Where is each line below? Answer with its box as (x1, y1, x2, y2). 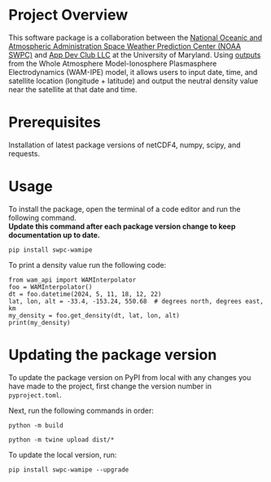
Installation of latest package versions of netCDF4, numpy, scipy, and (8, 140, 242, 150)
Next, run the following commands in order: (8, 405, 155, 415)
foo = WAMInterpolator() (8, 283, 93, 291)
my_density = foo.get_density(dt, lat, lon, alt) (8, 311, 181, 319)
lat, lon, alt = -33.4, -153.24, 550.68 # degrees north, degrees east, (8, 297, 264, 305)
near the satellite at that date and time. (8, 84, 138, 94)
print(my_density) (8, 318, 71, 326)
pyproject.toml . (8, 389, 63, 400)
